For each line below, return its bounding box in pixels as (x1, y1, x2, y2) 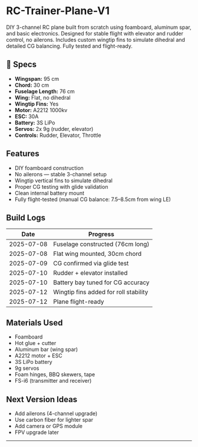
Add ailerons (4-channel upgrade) (14, 410, 98, 417)
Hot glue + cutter (14, 340, 57, 347)
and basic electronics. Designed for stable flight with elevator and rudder (6, 29, 184, 37)
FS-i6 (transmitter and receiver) (14, 377, 92, 384)
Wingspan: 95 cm (14, 75, 60, 82)
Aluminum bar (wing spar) (14, 346, 78, 353)
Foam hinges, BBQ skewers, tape (14, 371, 95, 378)
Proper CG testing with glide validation (14, 183, 108, 190)
